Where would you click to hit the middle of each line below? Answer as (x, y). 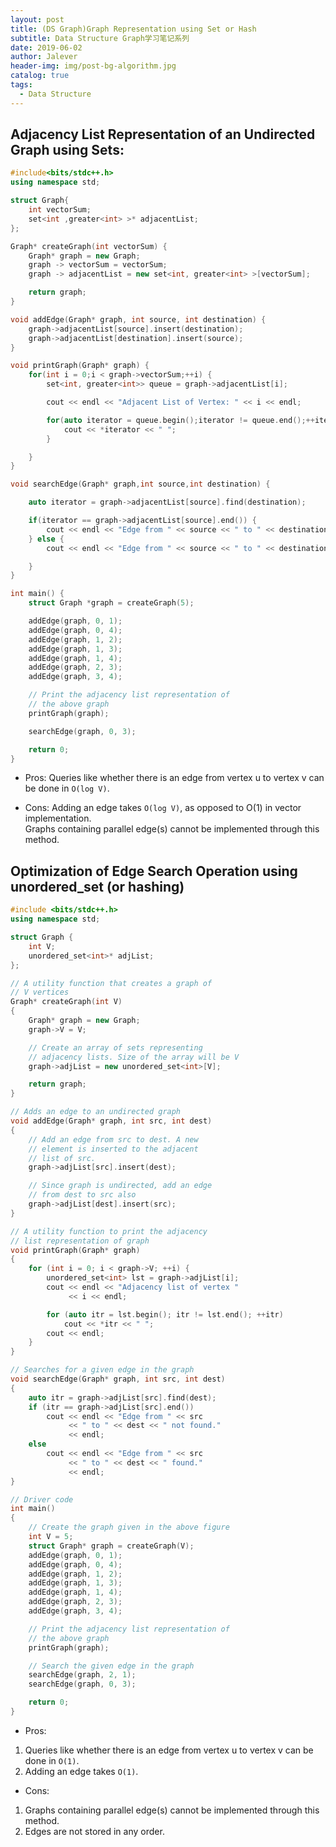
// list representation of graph (80, 1241)
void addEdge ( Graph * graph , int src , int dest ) (111, 1121)
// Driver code (42, 1499)
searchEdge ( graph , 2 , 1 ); (82, 1675)
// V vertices (40, 992)
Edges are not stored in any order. (94, 1831)
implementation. (58, 818)
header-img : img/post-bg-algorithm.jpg (93, 66)
